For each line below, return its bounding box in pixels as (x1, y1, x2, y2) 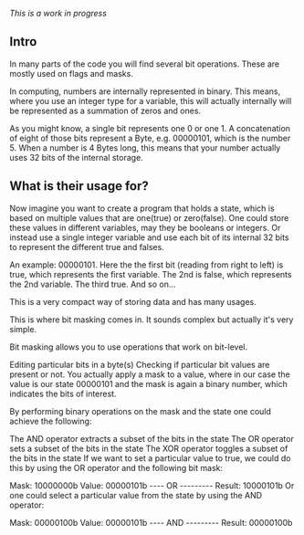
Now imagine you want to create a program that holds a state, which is (9, 203, 276, 214)
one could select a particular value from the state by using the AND (9, 489, 263, 500)
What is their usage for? (9, 178, 149, 194)
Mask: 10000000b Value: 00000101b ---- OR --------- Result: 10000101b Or (9, 479, 295, 491)
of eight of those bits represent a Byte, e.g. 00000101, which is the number (9, 132, 291, 143)
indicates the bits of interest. (9, 388, 117, 399)
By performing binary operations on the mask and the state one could (9, 405, 272, 416)
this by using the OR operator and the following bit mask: (9, 462, 224, 473)
